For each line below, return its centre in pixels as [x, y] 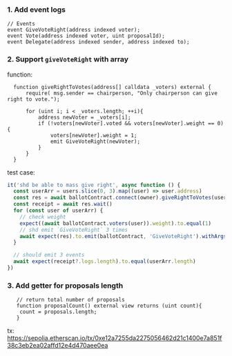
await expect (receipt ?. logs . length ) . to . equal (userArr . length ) [105, 261]
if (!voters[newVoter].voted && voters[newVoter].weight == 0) [131, 123]
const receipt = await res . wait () [63, 204]
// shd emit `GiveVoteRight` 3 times [74, 230]
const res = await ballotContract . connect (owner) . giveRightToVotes [113, 198]
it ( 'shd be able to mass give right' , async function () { [94, 185]
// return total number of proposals [71, 300]
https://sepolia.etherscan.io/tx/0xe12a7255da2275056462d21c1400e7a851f [115, 338]
